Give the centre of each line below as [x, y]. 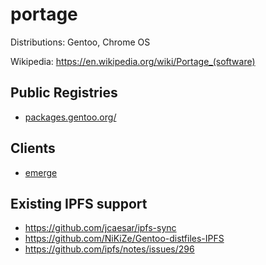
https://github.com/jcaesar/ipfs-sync [100, 228]
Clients [33, 148]
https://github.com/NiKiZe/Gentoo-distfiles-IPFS [124, 239]
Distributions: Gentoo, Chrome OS [80, 42]
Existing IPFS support [79, 203]
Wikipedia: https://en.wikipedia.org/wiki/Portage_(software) [133, 61]
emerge [41, 172]
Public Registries [64, 93]
